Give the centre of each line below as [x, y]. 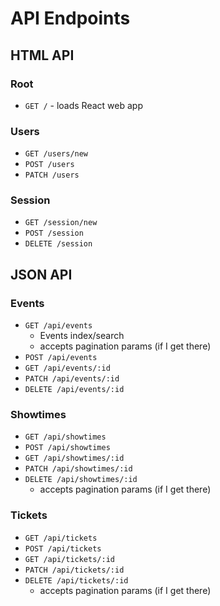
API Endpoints [70, 18]
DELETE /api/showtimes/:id [81, 480]
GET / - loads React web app [83, 105]
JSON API [41, 274]
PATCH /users [52, 175]
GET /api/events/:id [67, 368]
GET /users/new [56, 154]
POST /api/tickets [63, 548]
